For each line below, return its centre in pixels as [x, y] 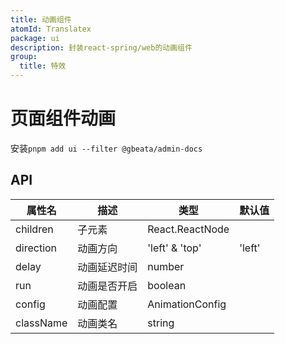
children [34, 229]
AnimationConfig [187, 304]
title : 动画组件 [41, 19]
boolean [167, 285]
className [41, 323]
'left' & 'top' [174, 248]
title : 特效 [43, 66]
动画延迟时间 [107, 267]
